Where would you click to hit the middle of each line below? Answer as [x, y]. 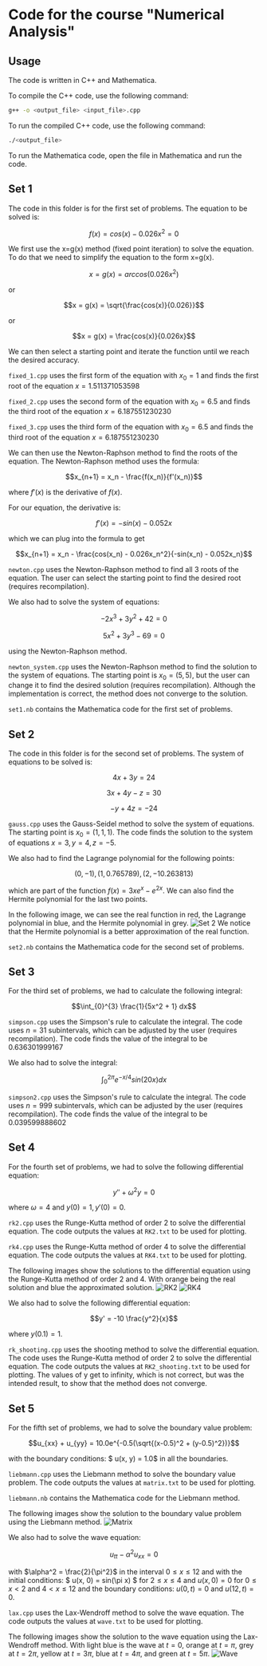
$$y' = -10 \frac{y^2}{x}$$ [134, 1319]
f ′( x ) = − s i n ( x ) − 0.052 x [134, 523]
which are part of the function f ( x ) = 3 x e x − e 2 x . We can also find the [121, 890]
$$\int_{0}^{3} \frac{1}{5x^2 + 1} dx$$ [134, 1006]
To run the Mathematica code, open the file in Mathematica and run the [125, 155]
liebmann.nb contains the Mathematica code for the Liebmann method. [124, 1498]
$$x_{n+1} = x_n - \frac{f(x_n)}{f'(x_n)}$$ [134, 477]
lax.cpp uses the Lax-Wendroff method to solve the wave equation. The [126, 1613]
